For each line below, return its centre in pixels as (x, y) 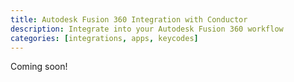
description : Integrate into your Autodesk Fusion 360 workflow (147, 29)
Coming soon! (39, 67)
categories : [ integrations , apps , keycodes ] (104, 38)
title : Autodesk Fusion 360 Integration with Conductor (129, 19)
